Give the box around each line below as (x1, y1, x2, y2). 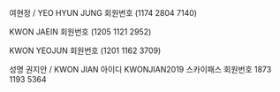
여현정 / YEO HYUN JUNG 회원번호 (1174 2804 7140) (9, 8, 197, 18)
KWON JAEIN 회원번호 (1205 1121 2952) (9, 27, 152, 37)
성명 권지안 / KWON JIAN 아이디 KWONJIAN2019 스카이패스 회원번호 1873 (9, 65, 272, 74)
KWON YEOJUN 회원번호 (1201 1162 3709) (9, 45, 162, 56)
